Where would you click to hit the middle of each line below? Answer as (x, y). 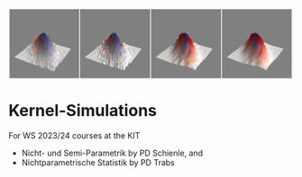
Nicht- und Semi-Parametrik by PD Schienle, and (112, 153)
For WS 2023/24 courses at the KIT (74, 135)
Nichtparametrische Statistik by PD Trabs (98, 162)
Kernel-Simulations (82, 111)
